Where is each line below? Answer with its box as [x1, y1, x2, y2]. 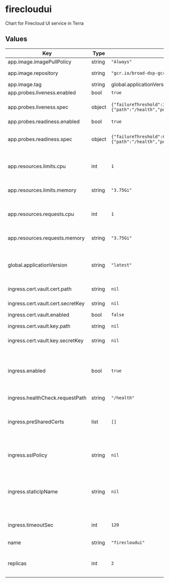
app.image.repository [8, 69, 58, 77]
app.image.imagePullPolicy [8, 58, 71, 65]
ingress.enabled [8, 367, 46, 374]
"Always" [111, 59, 132, 64]
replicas [8, 560, 27, 567]
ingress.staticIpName [8, 488, 58, 495]
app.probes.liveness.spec [8, 103, 69, 110]
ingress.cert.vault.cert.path [8, 285, 72, 293]
